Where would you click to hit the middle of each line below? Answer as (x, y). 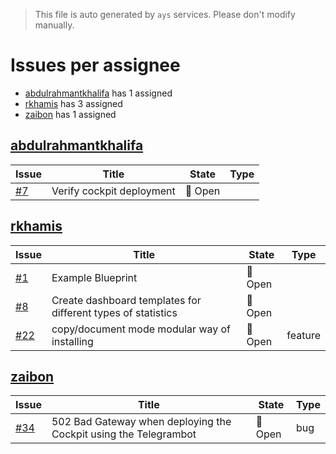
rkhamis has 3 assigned (73, 103)
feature (303, 335)
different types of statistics (114, 312)
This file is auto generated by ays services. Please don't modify (165, 14)
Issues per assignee (95, 65)
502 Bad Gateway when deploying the (141, 422)
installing (72, 341)
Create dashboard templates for (126, 300)
